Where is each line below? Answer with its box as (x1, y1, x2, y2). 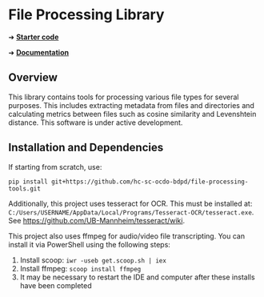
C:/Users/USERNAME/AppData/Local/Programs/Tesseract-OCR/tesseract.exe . (8, 207, 254, 217)
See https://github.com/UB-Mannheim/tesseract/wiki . (8, 215, 186, 225)
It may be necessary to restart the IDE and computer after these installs (19, 272, 255, 282)
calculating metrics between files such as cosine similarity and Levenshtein (8, 109, 257, 118)
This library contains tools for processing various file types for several (8, 92, 239, 102)
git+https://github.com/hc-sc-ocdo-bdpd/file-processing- (50, 178, 249, 186)
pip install (8, 178, 48, 186)
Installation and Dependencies (8, 141, 164, 155)
